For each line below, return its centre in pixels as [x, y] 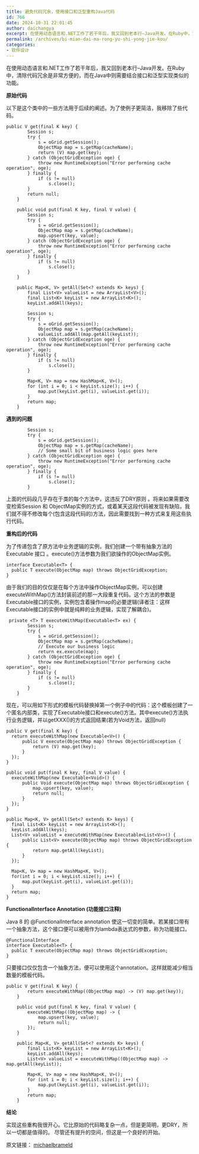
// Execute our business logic [76, 646]
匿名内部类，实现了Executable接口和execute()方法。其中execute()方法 [97, 712]
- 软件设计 [18, 50]
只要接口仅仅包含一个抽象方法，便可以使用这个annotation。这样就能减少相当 [99, 967]
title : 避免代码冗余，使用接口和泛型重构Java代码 [60, 12]
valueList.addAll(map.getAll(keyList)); [88, 334]
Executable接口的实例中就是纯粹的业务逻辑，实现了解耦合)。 [80, 609]
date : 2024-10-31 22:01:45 [39, 23]
